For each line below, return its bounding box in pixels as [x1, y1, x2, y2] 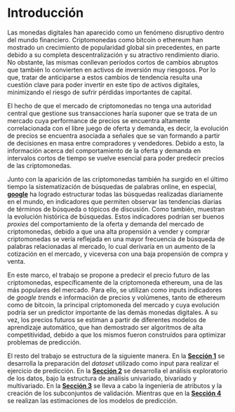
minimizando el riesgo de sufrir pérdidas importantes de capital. [7, 88, 192, 96]
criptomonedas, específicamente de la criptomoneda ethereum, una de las [7, 278, 223, 286]
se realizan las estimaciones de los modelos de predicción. [7, 396, 177, 405]
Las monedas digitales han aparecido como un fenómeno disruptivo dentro [7, 28, 224, 37]
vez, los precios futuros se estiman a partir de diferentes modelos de [7, 315, 206, 324]
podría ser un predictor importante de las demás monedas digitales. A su [7, 308, 218, 316]
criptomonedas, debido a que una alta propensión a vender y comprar [7, 227, 210, 236]
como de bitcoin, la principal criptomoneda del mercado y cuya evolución [7, 300, 220, 309]
